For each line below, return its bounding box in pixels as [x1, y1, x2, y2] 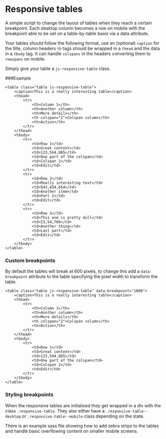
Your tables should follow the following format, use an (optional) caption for [5, 40, 160, 46]
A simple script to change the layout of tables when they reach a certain [5, 20, 152, 26]
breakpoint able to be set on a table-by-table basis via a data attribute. [5, 30, 149, 36]
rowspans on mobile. [5, 56, 46, 62]
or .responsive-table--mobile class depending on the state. [22, 413, 145, 419]
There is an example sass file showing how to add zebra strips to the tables [5, 423, 159, 429]
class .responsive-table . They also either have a [5, 408, 105, 414]
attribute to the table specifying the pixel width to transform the [28, 274, 158, 280]
